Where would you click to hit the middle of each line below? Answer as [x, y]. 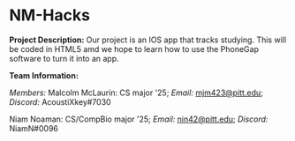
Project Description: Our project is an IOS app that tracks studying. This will [148, 40]
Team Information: [44, 75]
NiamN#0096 [34, 128]
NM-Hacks [50, 15]
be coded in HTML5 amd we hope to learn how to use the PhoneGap [134, 48]
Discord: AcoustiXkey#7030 [61, 101]
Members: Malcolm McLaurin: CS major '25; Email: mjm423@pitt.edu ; [136, 93]
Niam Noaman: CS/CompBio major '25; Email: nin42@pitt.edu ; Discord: [139, 119]
